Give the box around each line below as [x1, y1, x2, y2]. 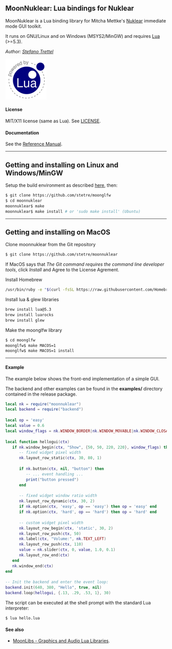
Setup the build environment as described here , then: [5, 182, 118, 188]
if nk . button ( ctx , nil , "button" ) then [18, 466, 104, 471]
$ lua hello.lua [5, 616, 40, 621]
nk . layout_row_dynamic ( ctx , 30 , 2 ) [18, 499, 95, 504]
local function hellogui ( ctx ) [5, 439, 70, 444]
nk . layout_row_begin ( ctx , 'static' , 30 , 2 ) [18, 526, 114, 531]
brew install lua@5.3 [5, 307, 52, 312]
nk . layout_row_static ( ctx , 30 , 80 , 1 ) [18, 456, 102, 461]
